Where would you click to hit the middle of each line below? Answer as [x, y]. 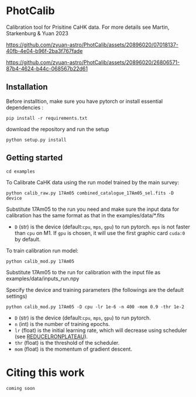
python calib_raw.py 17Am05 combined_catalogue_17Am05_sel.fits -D [90, 193]
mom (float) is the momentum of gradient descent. [73, 349]
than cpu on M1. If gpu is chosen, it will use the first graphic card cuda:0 [100, 233]
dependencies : [25, 107]
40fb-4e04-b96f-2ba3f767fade [44, 51]
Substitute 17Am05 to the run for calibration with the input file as [83, 272]
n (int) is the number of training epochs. [62, 324]
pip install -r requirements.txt [47, 118]
